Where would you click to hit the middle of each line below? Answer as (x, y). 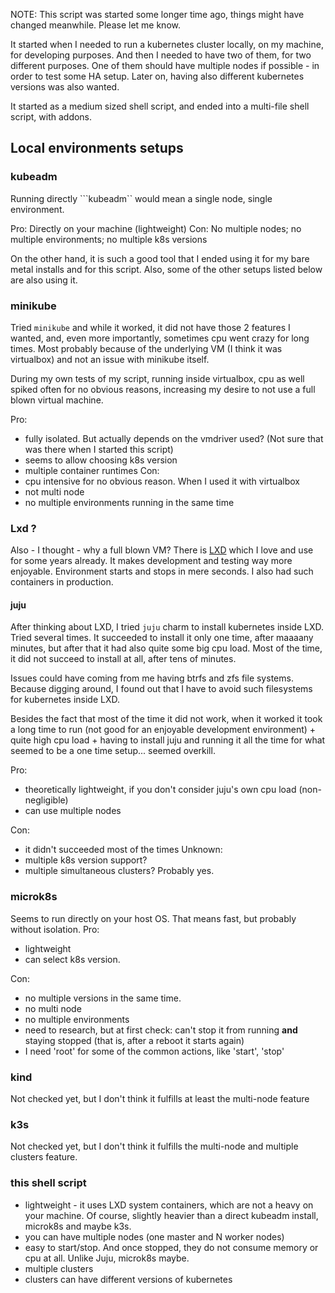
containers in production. (62, 582)
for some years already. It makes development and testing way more (151, 561)
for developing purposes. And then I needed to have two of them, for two (161, 55)
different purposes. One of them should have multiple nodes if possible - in (165, 65)
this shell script (48, 1183)
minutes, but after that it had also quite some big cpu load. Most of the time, (166, 648)
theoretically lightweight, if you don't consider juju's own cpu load (160, 790)
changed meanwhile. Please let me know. (95, 25)
